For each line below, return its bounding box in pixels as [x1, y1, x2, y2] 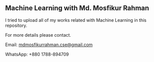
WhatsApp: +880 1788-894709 [5, 51, 69, 57]
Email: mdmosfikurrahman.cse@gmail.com [5, 42, 93, 48]
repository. [5, 22, 27, 28]
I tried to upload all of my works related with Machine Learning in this [5, 17, 147, 23]
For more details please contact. [5, 32, 71, 38]
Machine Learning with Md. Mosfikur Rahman [5, 4, 150, 12]
